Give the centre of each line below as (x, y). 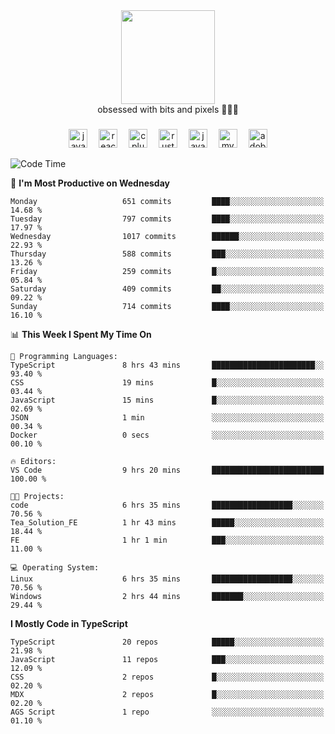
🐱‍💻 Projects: (37, 496)
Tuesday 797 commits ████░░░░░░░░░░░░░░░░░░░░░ (167, 219)
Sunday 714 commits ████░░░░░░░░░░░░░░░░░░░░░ (167, 306)
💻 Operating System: (55, 567)
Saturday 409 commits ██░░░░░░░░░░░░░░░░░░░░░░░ (167, 289)
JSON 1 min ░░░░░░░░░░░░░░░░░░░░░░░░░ (167, 417)
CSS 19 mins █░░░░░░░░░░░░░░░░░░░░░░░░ (167, 382)
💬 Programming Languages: (64, 356)
